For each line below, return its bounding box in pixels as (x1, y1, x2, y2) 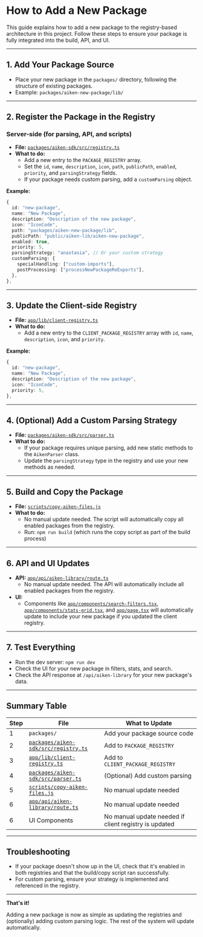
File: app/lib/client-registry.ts (14, 316, 98, 324)
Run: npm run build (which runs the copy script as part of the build (24, 529, 190, 536)
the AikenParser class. (24, 451, 80, 458)
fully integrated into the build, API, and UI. (6, 36, 110, 44)
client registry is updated (104, 820, 175, 828)
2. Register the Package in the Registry (6, 112, 156, 122)
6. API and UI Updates (6, 558, 90, 569)
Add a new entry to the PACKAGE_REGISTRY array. (24, 157, 142, 164)
